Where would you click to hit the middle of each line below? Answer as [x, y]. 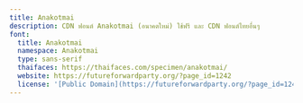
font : [19, 34]
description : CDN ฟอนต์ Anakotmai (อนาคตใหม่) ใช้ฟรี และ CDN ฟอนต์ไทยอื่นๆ [134, 26]
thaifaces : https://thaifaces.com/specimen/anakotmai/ [123, 68]
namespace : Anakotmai [58, 51]
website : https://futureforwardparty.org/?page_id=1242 [124, 76]
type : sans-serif [50, 59]
